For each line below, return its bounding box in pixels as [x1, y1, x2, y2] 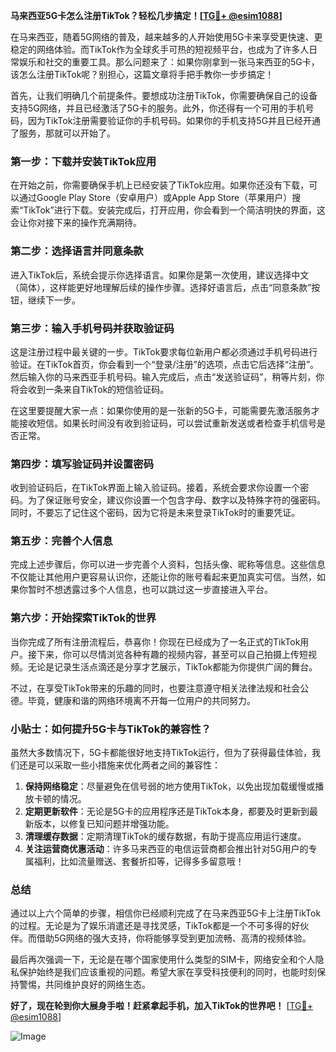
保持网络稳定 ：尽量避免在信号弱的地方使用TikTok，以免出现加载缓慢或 [24, 780, 316, 793]
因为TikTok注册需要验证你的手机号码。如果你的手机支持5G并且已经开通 [27, 115, 322, 126]
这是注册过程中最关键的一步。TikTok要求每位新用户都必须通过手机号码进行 [10, 345, 318, 358]
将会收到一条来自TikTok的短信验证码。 [10, 383, 170, 395]
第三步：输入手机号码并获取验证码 [10, 321, 175, 335]
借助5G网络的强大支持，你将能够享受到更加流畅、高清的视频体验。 [36, 932, 312, 944]
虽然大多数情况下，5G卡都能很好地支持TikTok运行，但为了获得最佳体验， [10, 747, 313, 759]
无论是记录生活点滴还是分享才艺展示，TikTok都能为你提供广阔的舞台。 [27, 660, 318, 673]
